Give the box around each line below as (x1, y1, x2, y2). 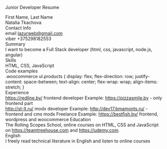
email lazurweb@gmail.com (5, 30, 63, 36)
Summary (5, 41, 26, 47)
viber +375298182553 (5, 35, 52, 42)
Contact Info (5, 25, 31, 31)
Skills (5, 57, 17, 63)
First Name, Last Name (5, 14, 53, 20)
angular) (5, 52, 23, 58)
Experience (5, 90, 29, 95)
